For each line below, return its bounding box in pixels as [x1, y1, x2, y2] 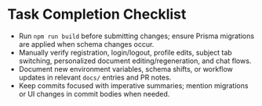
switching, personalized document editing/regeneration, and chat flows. [18, 56, 252, 65]
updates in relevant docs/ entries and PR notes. [18, 72, 172, 82]
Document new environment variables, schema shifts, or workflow [18, 64, 233, 73]
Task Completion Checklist [7, 5, 187, 23]
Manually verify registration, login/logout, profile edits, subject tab [18, 48, 232, 57]
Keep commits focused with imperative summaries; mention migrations [18, 80, 249, 90]
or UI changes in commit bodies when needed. [18, 89, 170, 98]
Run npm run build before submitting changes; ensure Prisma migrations [18, 31, 255, 41]
